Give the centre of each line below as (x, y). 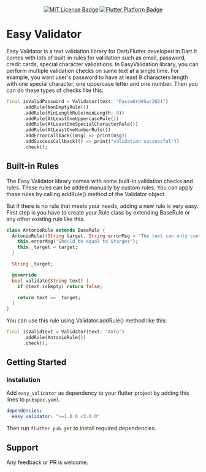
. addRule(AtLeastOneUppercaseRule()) (71, 119)
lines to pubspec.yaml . (34, 400)
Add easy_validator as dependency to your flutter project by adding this (98, 393)
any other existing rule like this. (46, 219)
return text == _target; (49, 297)
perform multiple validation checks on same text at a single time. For (93, 70)
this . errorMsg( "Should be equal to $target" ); (78, 242)
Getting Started (36, 363)
